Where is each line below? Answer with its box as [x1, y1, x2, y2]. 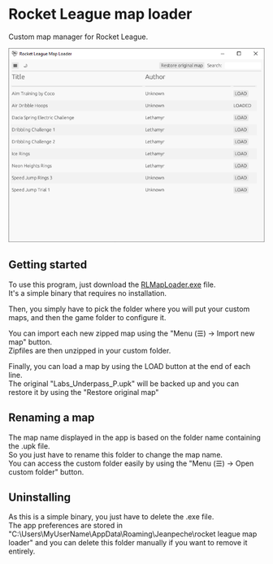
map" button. [8, 336, 53, 346]
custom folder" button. [8, 466, 84, 476]
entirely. [8, 546, 36, 557]
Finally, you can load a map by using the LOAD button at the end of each [8, 361, 251, 371]
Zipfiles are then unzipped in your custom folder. [8, 345, 171, 355]
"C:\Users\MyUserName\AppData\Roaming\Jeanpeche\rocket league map [8, 529, 258, 539]
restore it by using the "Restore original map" [8, 387, 159, 397]
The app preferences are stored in [8, 521, 123, 531]
